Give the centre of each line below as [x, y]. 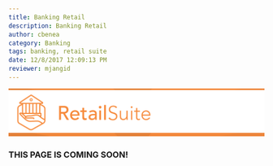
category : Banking [39, 43]
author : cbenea [34, 34]
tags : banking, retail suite [58, 52]
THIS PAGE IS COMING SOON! [68, 155]
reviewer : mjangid [39, 69]
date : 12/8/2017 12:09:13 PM [58, 60]
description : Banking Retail [58, 26]
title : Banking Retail [47, 17]
